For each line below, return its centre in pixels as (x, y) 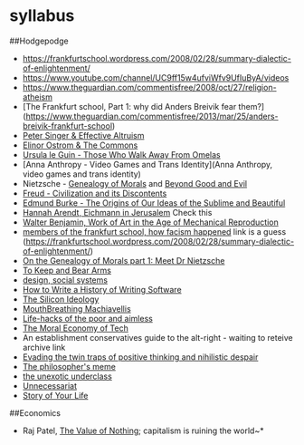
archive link (44, 347)
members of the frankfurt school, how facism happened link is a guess (154, 231)
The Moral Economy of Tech (75, 328)
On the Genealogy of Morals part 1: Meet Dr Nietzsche (123, 260)
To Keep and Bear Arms (66, 270)
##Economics (35, 412)
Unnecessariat (49, 385)
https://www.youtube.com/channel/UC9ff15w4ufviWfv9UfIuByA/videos (156, 77)
